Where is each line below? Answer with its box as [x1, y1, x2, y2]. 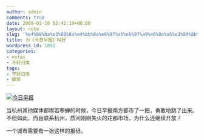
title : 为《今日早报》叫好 [6, 37, 67, 43]
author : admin [6, 8, 42, 15]
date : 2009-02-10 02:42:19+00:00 [6, 20, 91, 26]
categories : [6, 48, 36, 55]
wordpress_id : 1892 [6, 43, 56, 49]
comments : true [6, 15, 45, 21]
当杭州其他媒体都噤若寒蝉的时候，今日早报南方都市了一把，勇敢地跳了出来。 [6, 107, 198, 114]
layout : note [6, 25, 39, 32]
